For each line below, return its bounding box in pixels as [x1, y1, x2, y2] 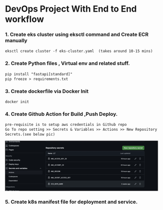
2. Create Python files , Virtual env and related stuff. [5, 60, 130, 67]
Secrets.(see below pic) [5, 132, 55, 137]
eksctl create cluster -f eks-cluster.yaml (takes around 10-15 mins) [5, 49, 153, 54]
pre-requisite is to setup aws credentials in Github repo [5, 122, 127, 127]
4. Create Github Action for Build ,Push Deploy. [5, 111, 118, 117]
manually [5, 37, 28, 44]
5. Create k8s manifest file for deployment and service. [5, 198, 138, 205]
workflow [5, 14, 44, 25]
